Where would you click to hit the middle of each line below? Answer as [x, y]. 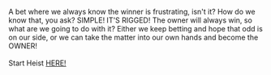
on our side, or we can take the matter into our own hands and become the [133, 37]
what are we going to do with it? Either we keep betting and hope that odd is [136, 29]
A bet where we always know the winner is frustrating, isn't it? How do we [132, 12]
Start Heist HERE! [37, 63]
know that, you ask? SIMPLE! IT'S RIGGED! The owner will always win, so [131, 20]
